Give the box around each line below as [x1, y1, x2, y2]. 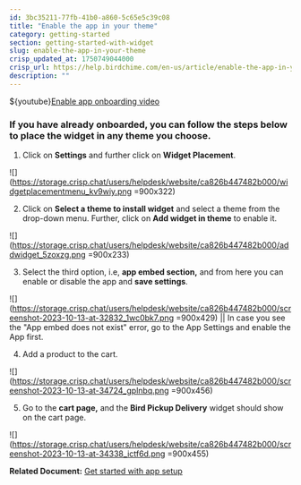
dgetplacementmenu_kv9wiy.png [9, 186, 133, 197]
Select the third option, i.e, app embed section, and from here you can [21, 267, 284, 277]
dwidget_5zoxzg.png [9, 250, 87, 260]
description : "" [9, 72, 70, 81]
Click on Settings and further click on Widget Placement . [21, 149, 236, 161]
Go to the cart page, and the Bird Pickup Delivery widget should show [21, 403, 284, 413]
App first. [9, 332, 44, 343]
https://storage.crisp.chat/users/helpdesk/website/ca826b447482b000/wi [12, 176, 288, 188]
